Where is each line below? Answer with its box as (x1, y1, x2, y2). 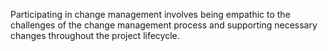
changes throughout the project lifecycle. (10, 30, 180, 41)
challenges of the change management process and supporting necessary (10, 19, 318, 31)
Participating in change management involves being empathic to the (10, 9, 291, 20)
